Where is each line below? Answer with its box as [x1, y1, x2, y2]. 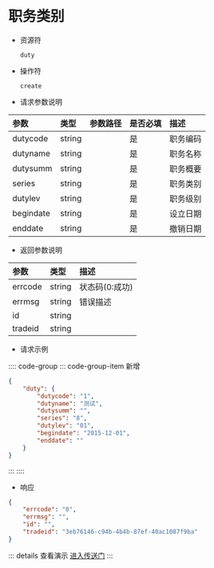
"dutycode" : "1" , [37, 392, 94, 400]
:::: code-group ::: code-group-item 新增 [8, 361, 141, 371]
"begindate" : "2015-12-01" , [37, 429, 130, 437]
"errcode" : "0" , [22, 506, 77, 514]
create [19, 81, 42, 90]
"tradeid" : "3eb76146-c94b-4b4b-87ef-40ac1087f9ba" [22, 528, 198, 536]
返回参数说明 [19, 245, 62, 254]
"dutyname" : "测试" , [37, 400, 103, 408]
